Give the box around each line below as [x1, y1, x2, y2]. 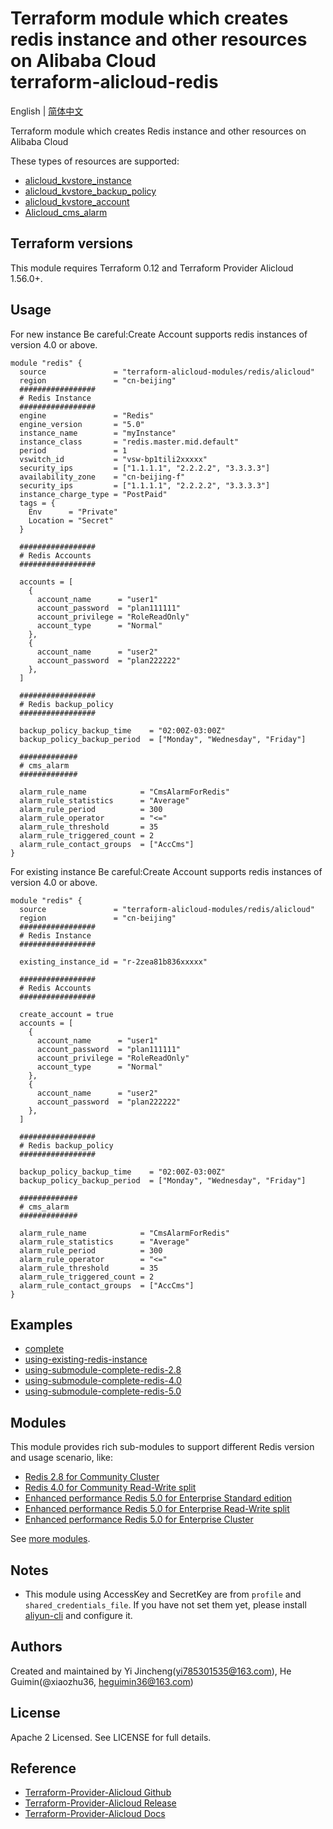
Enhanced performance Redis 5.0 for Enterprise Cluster [24, 1513, 254, 1526]
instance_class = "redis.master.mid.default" [19, 437, 240, 447]
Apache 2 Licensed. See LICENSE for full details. [10, 1731, 212, 1743]
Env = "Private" [28, 507, 118, 517]
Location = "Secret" [28, 515, 114, 526]
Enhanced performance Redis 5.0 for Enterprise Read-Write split [24, 1503, 290, 1515]
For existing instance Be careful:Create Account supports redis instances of [10, 865, 323, 877]
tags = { [19, 498, 56, 508]
